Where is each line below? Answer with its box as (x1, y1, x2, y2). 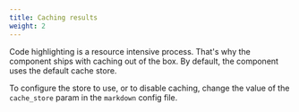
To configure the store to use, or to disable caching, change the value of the (9, 82, 290, 93)
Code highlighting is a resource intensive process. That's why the (9, 46, 251, 56)
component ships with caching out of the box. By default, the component (9, 56, 279, 66)
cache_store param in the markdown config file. (9, 91, 178, 103)
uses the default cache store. (9, 65, 117, 76)
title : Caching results (9, 13, 98, 22)
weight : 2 (9, 22, 47, 30)
